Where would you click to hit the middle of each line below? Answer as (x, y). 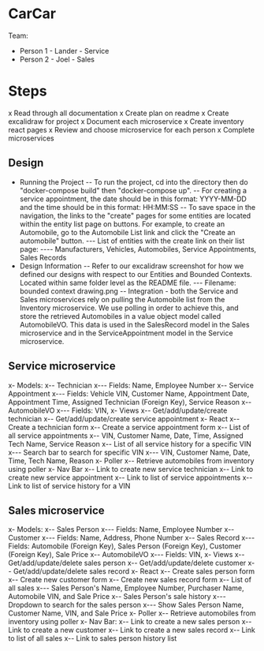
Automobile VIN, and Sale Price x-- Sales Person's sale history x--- (117, 597)
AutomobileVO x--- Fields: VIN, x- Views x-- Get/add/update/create (118, 410)
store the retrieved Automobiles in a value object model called (120, 316)
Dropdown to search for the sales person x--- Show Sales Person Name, (126, 605)
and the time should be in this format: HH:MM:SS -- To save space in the (138, 207)
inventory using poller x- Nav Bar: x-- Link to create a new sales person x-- (130, 622)
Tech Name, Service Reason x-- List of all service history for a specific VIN (130, 443)
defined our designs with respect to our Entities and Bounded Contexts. (136, 274)
